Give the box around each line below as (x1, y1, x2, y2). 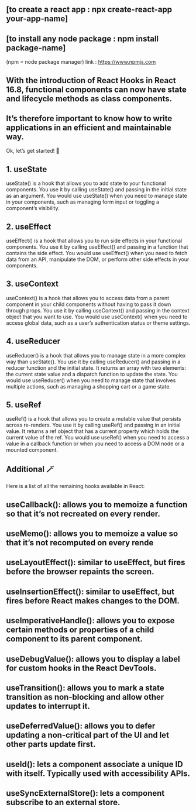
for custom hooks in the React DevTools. (6, 663, 157, 673)
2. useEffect (6, 222, 51, 232)
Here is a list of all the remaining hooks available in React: (6, 483, 145, 490)
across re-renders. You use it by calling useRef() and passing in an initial (6, 421, 181, 429)
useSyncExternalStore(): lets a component (6, 788, 165, 798)
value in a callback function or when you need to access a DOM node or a (6, 440, 184, 447)
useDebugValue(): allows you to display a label (6, 654, 180, 664)
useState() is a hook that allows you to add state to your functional (6, 180, 166, 187)
